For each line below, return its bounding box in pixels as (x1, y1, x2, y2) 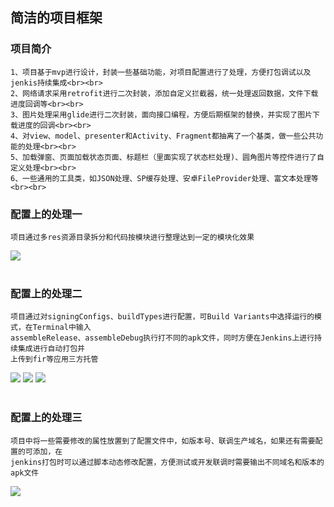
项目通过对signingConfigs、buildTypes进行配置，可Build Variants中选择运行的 (10, 312, 315, 322)
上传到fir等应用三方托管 (10, 354, 99, 365)
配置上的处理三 (10, 411, 83, 425)
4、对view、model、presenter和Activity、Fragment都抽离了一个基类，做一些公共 (10, 131, 317, 141)
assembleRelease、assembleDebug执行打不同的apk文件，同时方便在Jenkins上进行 (10, 333, 315, 343)
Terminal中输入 (32, 323, 92, 333)
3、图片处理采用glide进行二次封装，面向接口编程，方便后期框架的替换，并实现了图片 (10, 109, 313, 120)
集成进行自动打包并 (17, 344, 85, 354)
